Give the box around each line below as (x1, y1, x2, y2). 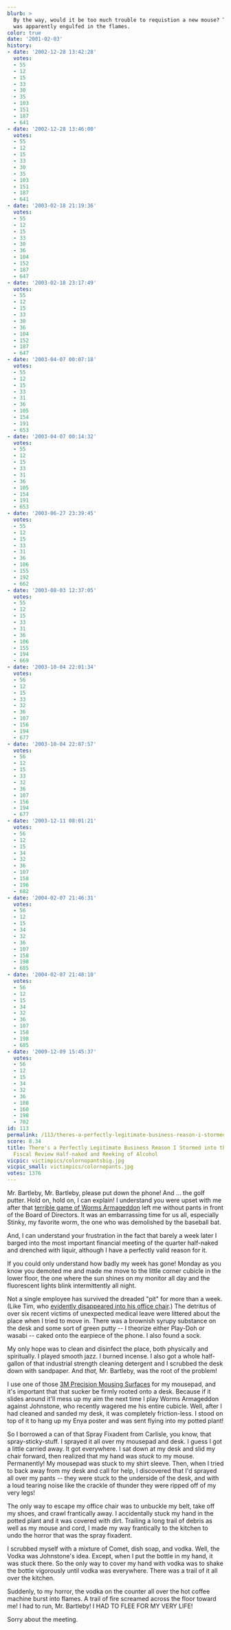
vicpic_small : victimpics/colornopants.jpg (7, 1163, 134, 1170)
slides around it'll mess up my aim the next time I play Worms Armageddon (7, 1395, 219, 1403)
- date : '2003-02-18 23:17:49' (7, 279, 97, 286)
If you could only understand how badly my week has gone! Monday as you (7, 1259, 221, 1267)
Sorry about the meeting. (7, 1616, 78, 1623)
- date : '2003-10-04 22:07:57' (7, 740, 97, 748)
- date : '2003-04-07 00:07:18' (7, 356, 97, 363)
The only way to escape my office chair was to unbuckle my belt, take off (7, 1502, 215, 1510)
